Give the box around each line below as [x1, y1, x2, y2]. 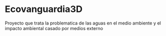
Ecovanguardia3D [5, 3, 83, 15]
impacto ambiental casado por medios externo [5, 25, 103, 31]
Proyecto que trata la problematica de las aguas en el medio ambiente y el [5, 20, 161, 26]
